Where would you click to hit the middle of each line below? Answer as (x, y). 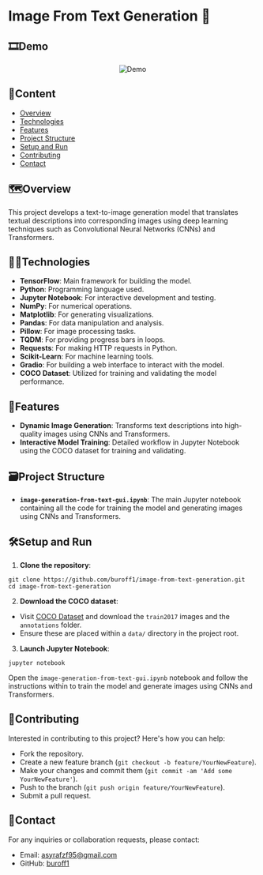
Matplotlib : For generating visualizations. (86, 314)
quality (31, 434)
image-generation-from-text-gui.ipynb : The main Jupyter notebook (130, 500)
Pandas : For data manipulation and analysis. (92, 323)
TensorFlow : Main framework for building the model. (105, 281)
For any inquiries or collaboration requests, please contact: (104, 839)
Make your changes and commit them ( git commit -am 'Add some (126, 770)
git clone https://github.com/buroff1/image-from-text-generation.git (127, 580)
